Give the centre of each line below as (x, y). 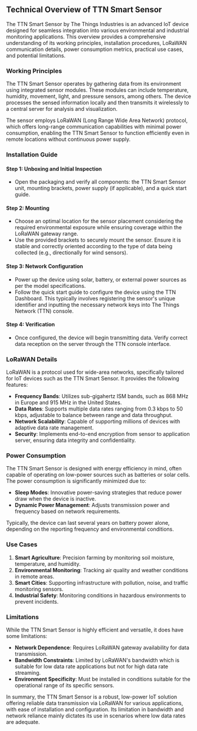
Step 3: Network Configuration (45, 267)
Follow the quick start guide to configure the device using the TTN (95, 292)
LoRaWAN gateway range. (46, 234)
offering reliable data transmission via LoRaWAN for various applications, (95, 703)
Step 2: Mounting (28, 208)
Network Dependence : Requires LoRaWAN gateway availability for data (102, 647)
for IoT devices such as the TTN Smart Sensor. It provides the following (93, 379)
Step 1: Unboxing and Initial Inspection (54, 169)
